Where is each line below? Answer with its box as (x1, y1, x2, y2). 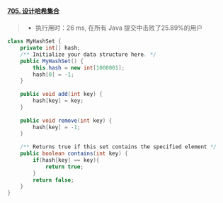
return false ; (33, 176, 74, 184)
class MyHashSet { (7, 38, 62, 45)
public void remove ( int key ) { (20, 117, 113, 124)
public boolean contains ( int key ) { (20, 150, 129, 158)
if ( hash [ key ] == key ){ (33, 156, 100, 163)
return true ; (45, 163, 84, 170)
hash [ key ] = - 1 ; (33, 124, 81, 131)
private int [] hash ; (20, 45, 81, 52)
